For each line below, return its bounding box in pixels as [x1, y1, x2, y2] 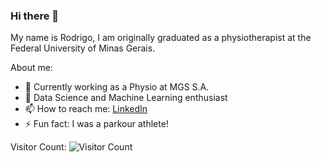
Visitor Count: [10, 141, 67, 153]
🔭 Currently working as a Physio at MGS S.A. [24, 81, 210, 93]
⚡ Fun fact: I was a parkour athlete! [24, 118, 169, 130]
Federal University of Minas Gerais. [10, 42, 156, 54]
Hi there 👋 [10, 9, 60, 23]
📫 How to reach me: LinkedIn [24, 103, 148, 115]
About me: [10, 62, 53, 74]
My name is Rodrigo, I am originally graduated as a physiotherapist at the [10, 32, 312, 44]
